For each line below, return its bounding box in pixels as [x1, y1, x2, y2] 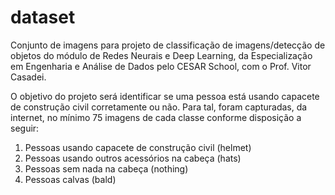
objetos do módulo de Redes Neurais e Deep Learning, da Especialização [10, 49, 313, 61]
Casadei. [10, 71, 47, 83]
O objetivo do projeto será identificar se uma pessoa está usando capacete [10, 90, 320, 102]
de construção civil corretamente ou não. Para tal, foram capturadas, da [10, 101, 308, 113]
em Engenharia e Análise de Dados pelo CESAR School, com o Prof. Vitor [10, 60, 312, 72]
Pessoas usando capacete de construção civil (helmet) [24, 141, 252, 153]
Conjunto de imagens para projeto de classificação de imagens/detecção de [10, 39, 326, 51]
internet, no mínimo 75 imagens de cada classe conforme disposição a [10, 111, 302, 123]
